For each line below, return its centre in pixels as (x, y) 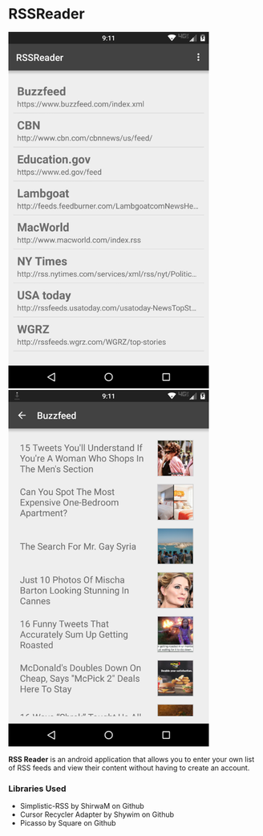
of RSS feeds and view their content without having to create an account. (129, 768)
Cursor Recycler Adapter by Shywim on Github (97, 814)
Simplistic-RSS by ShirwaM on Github (82, 806)
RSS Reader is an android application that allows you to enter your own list (131, 760)
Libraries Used (37, 789)
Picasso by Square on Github (68, 823)
